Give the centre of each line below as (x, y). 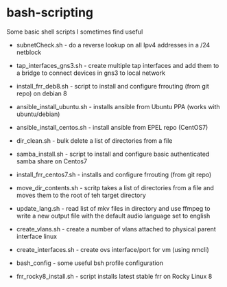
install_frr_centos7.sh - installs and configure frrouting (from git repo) (114, 174)
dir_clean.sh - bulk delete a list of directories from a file (94, 140)
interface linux (37, 236)
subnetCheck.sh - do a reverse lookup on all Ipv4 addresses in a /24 (113, 45)
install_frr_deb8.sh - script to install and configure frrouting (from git (113, 86)
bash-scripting (50, 13)
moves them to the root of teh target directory (81, 195)
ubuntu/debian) (38, 114)
